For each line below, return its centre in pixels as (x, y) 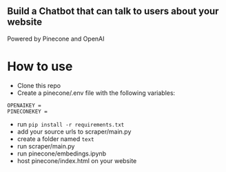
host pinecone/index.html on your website (77, 160)
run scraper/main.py (46, 146)
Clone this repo (39, 85)
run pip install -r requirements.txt (71, 124)
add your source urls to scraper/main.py (74, 131)
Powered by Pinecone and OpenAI (56, 39)
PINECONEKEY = (28, 111)
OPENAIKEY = (24, 105)
